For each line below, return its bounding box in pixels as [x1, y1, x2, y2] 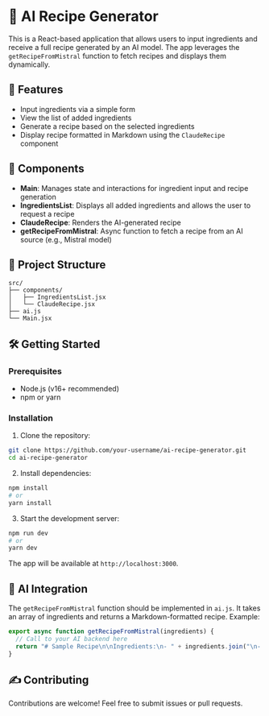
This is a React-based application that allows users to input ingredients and [8, 34, 258, 43]
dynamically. [8, 60, 51, 69]
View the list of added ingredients [19, 113, 132, 122]
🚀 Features [8, 83, 64, 97]
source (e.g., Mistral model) [19, 234, 113, 244]
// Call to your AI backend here [15, 635, 128, 644]
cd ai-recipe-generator [8, 454, 89, 462]
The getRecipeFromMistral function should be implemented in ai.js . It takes [8, 603, 261, 613]
